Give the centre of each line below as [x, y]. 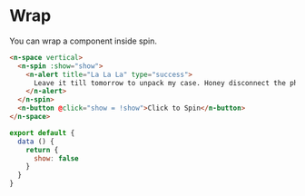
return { [42, 150]
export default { [42, 132]
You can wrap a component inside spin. [83, 41]
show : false [56, 158]
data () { [36, 142]
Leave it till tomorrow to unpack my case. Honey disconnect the [159, 83]
